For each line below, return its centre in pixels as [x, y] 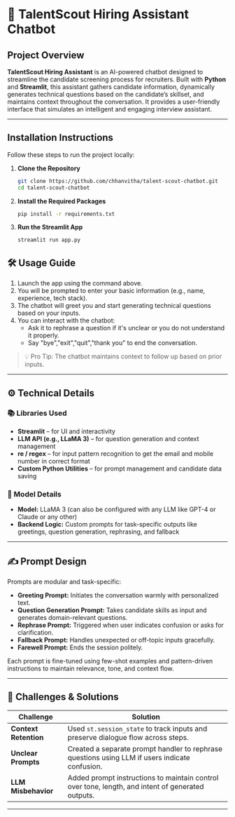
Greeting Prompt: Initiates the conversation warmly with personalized [118, 595]
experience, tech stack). [52, 298]
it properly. [43, 335]
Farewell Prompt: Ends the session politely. [80, 647]
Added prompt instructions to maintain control [143, 778]
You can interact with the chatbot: [66, 320]
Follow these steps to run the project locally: [71, 154]
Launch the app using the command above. [80, 283]
